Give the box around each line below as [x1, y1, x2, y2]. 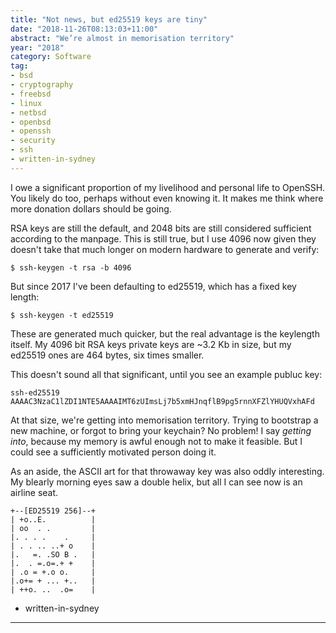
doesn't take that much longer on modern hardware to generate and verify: [10, 243, 320, 255]
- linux [10, 98, 43, 108]
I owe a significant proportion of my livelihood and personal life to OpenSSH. [10, 181, 326, 193]
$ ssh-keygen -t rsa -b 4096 [10, 262, 132, 273]
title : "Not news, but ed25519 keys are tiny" [10, 14, 208, 25]
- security [10, 136, 56, 146]
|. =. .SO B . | [10, 549, 97, 560]
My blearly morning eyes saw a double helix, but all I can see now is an [10, 476, 303, 488]
